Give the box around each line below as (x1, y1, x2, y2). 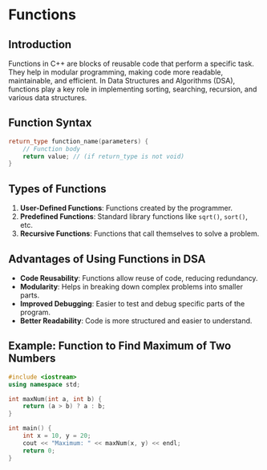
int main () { (8, 424, 52, 432)
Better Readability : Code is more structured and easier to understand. (19, 315, 253, 326)
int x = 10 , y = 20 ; (22, 432, 91, 440)
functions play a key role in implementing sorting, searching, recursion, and (8, 84, 257, 94)
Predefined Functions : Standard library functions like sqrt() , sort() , (19, 212, 249, 221)
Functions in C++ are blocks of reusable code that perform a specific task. (8, 59, 255, 68)
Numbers (8, 351, 56, 366)
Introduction (8, 38, 72, 51)
